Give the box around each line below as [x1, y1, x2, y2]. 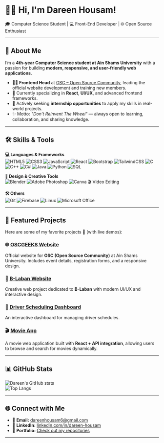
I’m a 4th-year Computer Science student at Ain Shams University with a [5, 60, 155, 66]
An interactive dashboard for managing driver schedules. [5, 315, 120, 321]
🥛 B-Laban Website [5, 275, 52, 282]
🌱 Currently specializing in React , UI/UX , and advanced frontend [12, 90, 143, 96]
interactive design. [5, 291, 42, 297]
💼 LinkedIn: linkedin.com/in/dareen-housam [12, 422, 101, 428]
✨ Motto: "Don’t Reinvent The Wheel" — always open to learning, [12, 111, 144, 117]
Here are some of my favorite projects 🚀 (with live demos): [5, 229, 123, 235]
